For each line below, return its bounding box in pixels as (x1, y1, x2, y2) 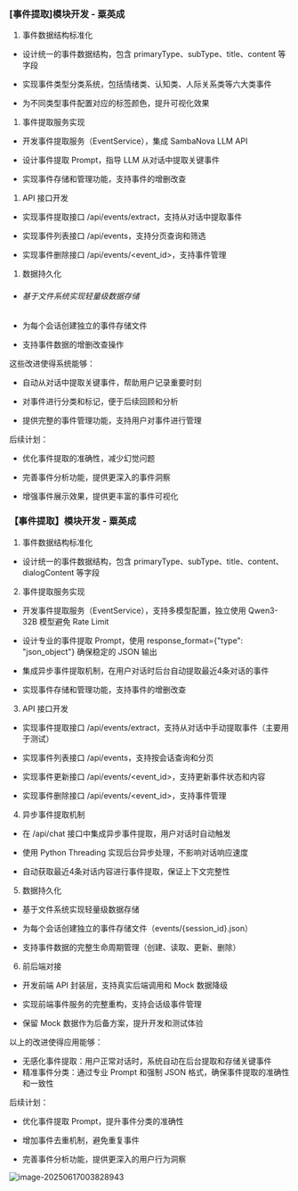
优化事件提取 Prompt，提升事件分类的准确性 (21, 1115, 184, 1126)
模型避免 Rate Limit (39, 616, 109, 626)
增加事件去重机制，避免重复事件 (21, 1135, 140, 1146)
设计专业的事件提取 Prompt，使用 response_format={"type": (21, 635, 244, 646)
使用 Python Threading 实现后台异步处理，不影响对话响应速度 (21, 847, 249, 857)
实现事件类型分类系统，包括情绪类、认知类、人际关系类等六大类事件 (21, 79, 272, 90)
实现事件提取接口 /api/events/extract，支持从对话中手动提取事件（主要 (21, 722, 282, 732)
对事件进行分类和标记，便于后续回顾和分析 (21, 395, 179, 407)
